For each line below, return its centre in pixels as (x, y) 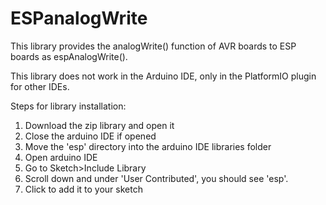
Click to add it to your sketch (83, 189)
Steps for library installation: (68, 106)
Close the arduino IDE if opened (90, 136)
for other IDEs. (40, 86)
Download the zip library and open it (99, 125)
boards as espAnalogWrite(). (69, 56)
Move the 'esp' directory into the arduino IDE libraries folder (148, 146)
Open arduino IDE (61, 157)
